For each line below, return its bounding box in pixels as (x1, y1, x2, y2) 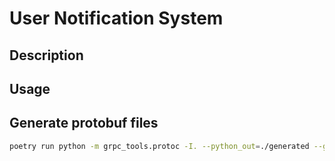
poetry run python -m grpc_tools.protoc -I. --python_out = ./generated (9, 141, 310, 151)
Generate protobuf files (9, 115, 159, 132)
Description (9, 47, 84, 64)
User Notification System (9, 7, 224, 30)
